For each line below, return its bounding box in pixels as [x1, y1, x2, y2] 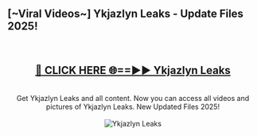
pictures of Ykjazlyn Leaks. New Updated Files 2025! [45, 102, 220, 111]
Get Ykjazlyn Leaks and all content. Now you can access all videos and [16, 93, 250, 103]
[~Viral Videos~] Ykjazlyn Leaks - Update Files [7, 7, 244, 21]
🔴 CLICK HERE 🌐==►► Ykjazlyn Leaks [34, 64, 232, 77]
